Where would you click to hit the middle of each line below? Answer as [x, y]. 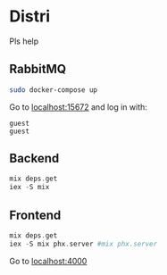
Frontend [35, 215]
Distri [30, 17]
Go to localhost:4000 [48, 261]
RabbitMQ [38, 69]
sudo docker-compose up [54, 90]
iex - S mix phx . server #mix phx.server [83, 244]
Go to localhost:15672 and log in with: [78, 107]
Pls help [24, 41]
